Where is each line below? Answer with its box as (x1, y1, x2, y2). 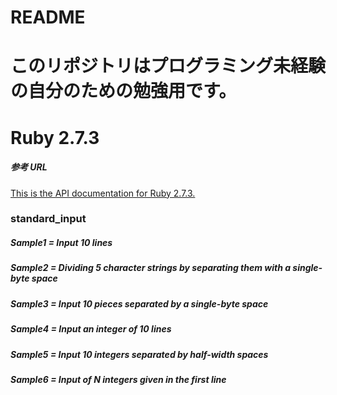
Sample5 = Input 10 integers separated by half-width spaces (10, 348, 269, 360)
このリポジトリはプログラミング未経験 (10, 55, 327, 78)
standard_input (10, 212, 87, 226)
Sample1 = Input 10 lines (10, 237, 113, 249)
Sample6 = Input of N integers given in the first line (10, 373, 227, 385)
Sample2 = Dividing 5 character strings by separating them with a (10, 262, 292, 274)
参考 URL (10, 161, 48, 173)
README (10, 6, 86, 29)
